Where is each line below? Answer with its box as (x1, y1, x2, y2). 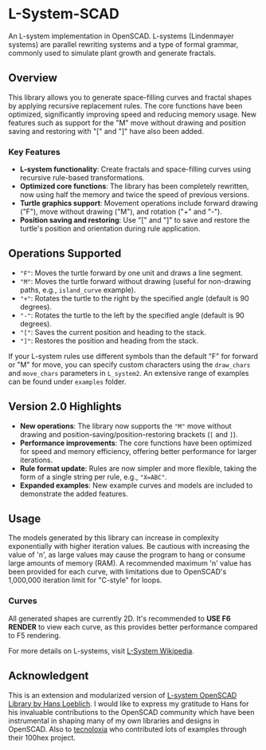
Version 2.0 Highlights (8, 400, 122, 413)
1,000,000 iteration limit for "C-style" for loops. (8, 575, 162, 585)
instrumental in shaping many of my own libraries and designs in (8, 716, 220, 725)
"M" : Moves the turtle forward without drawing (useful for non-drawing (19, 276, 252, 286)
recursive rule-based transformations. (19, 173, 145, 183)
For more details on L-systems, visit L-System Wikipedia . (8, 645, 195, 655)
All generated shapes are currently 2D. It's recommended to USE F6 (8, 614, 231, 623)
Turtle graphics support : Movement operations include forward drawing (19, 199, 259, 208)
